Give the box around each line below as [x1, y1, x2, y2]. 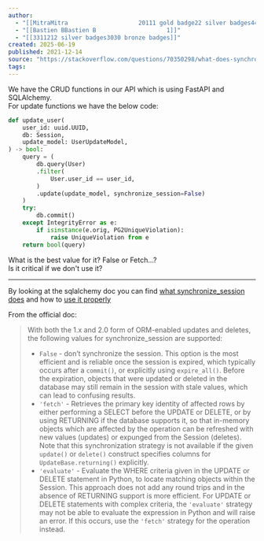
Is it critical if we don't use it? [8, 263, 103, 272]
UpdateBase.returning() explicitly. [38, 458, 149, 467]
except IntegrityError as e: [22, 219, 118, 227]
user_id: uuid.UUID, [22, 124, 90, 132]
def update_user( [8, 116, 65, 124]
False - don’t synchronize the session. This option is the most [38, 348, 239, 358]
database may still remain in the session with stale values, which [38, 382, 248, 391]
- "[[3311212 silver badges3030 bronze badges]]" [15, 33, 181, 42]
